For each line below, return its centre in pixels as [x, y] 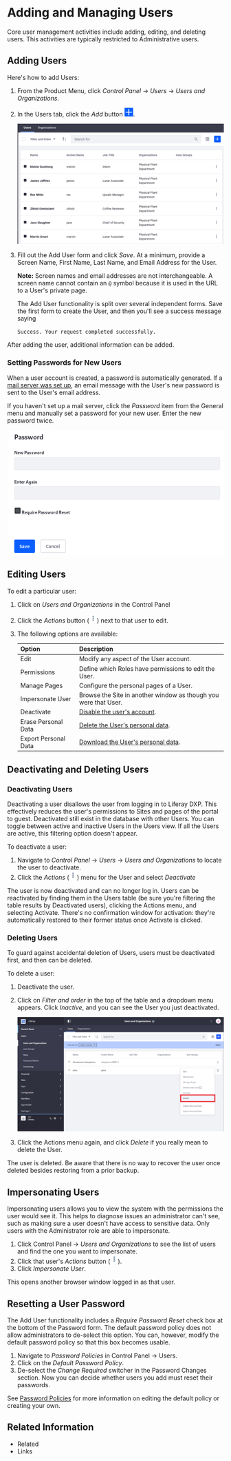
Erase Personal [42, 721]
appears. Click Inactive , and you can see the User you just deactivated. [118, 1007]
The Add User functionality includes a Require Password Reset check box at [115, 1320]
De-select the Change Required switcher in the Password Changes [112, 1370]
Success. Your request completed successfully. [86, 332]
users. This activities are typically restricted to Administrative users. [103, 39]
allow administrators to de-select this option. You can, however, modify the [113, 1335]
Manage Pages [42, 685]
